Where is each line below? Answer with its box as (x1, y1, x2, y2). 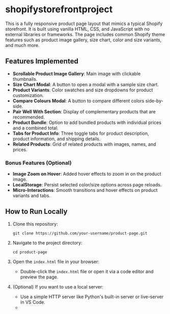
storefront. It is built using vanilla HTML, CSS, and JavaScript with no (5, 26, 150, 32)
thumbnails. (12, 76, 38, 82)
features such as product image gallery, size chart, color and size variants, (5, 37, 162, 43)
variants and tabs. (12, 192, 51, 199)
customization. (12, 92, 44, 98)
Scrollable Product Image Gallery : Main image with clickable (12, 70, 141, 77)
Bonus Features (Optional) (5, 159, 72, 166)
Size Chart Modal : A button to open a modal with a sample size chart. (12, 81, 159, 87)
